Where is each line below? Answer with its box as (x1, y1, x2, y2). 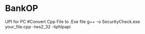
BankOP (5, 3, 38, 14)
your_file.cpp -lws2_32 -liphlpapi (5, 23, 71, 29)
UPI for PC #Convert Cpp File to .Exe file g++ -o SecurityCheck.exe (5, 19, 140, 24)
